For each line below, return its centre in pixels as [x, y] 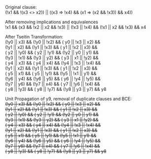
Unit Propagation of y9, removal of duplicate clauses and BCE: [68, 99]
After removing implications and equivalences [52, 22]
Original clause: [21, 7]
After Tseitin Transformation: [34, 37]
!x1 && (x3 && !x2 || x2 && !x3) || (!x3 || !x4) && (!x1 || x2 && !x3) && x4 [76, 27]
